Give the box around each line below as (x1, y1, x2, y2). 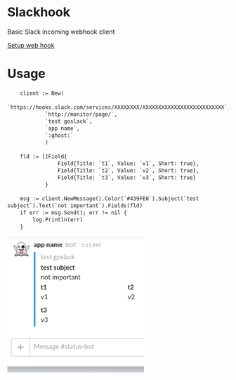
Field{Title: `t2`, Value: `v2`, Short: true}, (57, 166, 199, 174)
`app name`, (44, 124, 80, 132)
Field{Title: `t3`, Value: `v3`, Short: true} (57, 173, 197, 181)
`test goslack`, (44, 117, 93, 125)
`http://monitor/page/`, (44, 110, 118, 118)
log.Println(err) (32, 216, 83, 223)
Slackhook (7, 4, 70, 20)
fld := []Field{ (20, 152, 68, 160)
